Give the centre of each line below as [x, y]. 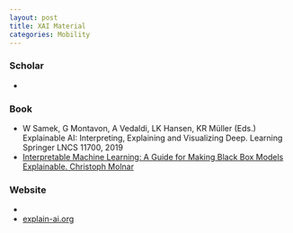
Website [28, 190]
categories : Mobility [50, 34]
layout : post [34, 18]
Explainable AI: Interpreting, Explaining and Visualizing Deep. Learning [152, 138]
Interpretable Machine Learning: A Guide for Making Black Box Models [153, 157]
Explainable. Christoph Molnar [78, 166]
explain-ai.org [48, 219]
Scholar [27, 66]
